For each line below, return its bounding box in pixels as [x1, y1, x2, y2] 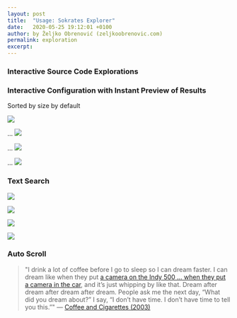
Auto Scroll [7, 249, 47, 259]
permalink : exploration [7, 37, 78, 44]
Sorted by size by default [7, 102, 81, 110]
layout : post [7, 10, 46, 18]
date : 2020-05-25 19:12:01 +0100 [7, 23, 112, 30]
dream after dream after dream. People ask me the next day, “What [24, 288, 221, 296]
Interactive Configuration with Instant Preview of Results [7, 86, 207, 95]
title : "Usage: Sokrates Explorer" [7, 17, 115, 24]
